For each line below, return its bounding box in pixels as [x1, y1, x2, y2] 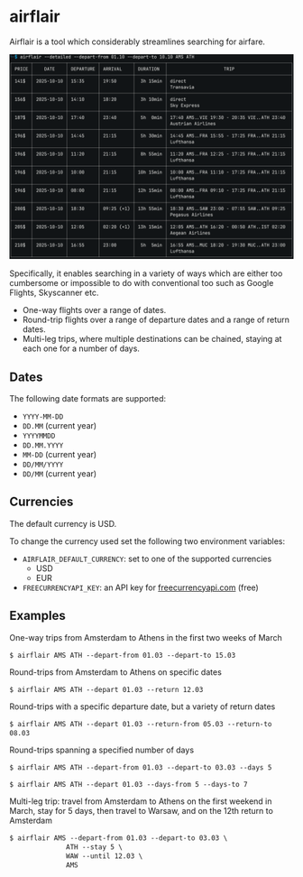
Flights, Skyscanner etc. [9, 287, 99, 299]
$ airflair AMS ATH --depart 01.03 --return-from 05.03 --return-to [9, 719, 272, 728]
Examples [9, 608, 66, 623]
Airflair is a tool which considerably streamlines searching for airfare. [9, 36, 266, 47]
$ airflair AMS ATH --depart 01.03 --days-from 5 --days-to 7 [9, 780, 248, 789]
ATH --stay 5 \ [66, 842, 124, 852]
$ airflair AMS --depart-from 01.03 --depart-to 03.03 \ [9, 833, 228, 843]
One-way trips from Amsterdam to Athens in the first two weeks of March [9, 632, 282, 642]
